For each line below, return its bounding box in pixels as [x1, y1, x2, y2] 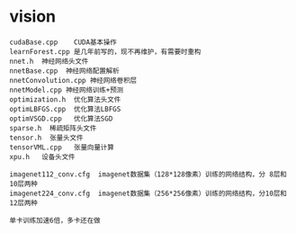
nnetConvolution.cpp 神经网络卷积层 [9, 76, 138, 85]
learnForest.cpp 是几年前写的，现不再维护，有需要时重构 [9, 47, 202, 56]
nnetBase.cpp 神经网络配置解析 [9, 66, 120, 76]
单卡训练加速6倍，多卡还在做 [9, 216, 101, 225]
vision [9, 6, 57, 27]
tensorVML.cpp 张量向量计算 [9, 142, 114, 152]
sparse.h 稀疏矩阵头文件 [9, 123, 97, 132]
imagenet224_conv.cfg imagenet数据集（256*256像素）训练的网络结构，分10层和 [9, 189, 288, 198]
